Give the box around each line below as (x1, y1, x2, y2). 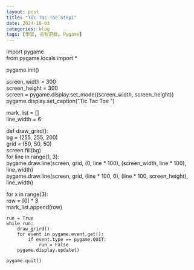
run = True (6, 215, 34, 221)
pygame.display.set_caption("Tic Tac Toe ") (6, 98, 115, 105)
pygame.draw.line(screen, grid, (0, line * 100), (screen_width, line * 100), (6, 160, 186, 167)
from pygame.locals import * (6, 55, 77, 62)
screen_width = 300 (6, 78, 56, 86)
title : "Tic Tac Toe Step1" (6, 15, 77, 21)
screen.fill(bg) (6, 147, 41, 154)
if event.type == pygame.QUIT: (28, 237, 107, 243)
